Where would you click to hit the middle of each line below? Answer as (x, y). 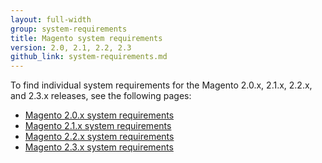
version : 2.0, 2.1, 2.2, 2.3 (71, 47)
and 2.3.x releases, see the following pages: (101, 96)
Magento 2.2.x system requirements (99, 137)
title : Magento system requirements (86, 38)
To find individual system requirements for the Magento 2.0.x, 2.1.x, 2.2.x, (161, 85)
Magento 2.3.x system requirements (99, 147)
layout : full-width (51, 19)
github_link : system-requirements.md (89, 57)
